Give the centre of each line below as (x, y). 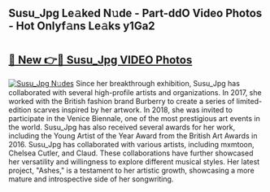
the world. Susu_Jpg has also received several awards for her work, (122, 127)
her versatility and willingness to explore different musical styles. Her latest (134, 161)
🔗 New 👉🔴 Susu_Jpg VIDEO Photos (100, 60)
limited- (249, 101)
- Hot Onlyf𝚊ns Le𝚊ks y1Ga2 (82, 26)
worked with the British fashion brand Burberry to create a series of (122, 101)
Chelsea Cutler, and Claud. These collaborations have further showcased (131, 153)
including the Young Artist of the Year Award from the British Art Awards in (133, 136)
